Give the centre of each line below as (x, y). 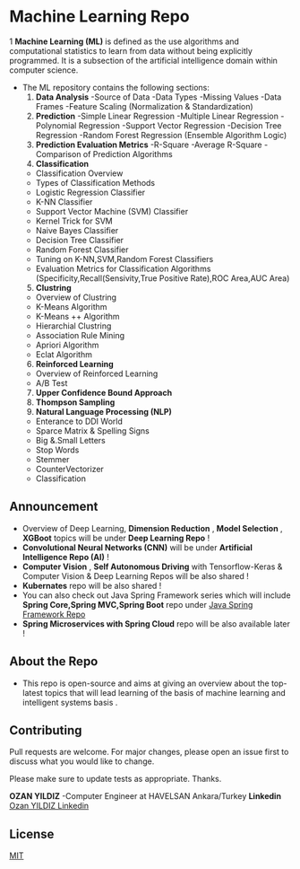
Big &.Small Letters (70, 440)
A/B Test (51, 382)
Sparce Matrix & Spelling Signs (93, 430)
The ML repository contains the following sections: (116, 87)
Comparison (58, 154)
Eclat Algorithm (64, 354)
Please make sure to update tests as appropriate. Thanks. (116, 779)
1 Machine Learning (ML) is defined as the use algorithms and (124, 41)
